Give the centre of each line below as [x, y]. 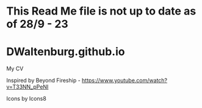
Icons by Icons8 [27, 99]
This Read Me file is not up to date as [101, 11]
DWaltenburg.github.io [66, 52]
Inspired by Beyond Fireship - [43, 81]
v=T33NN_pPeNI [27, 87]
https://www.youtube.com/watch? [124, 81]
